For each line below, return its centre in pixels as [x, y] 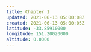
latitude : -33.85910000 [36, 28]
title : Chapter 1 [28, 12]
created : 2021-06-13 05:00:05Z [45, 23]
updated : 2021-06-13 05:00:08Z [45, 17]
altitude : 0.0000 [28, 39]
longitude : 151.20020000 [37, 34]
